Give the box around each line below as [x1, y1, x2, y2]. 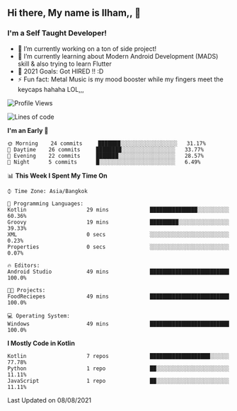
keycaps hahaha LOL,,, [17, 85, 85, 93]
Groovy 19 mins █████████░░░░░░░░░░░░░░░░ [7, 219, 230, 226]
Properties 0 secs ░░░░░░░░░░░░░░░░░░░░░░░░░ [7, 243, 230, 250]
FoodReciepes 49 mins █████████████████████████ [7, 293, 230, 300]
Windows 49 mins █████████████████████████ [7, 320, 230, 328]
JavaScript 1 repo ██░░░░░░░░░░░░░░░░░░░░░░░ [7, 377, 230, 384]
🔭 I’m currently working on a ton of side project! [17, 44, 157, 53]
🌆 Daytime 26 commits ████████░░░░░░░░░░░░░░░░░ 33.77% [7, 146, 204, 153]
